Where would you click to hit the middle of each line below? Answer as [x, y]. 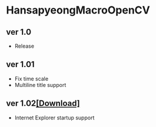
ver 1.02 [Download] [43, 103]
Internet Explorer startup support [54, 118]
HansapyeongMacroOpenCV [78, 10]
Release [24, 46]
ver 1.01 [20, 64]
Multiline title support [40, 85]
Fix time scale [31, 78]
